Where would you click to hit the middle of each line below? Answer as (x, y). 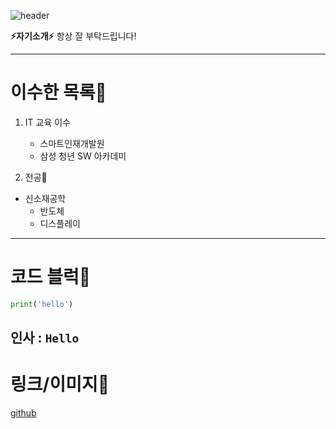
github (23, 413)
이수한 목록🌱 (58, 92)
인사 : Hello (45, 338)
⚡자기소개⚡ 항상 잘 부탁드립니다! (73, 36)
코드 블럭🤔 (51, 277)
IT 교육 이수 (47, 122)
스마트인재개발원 (72, 143)
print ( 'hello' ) (42, 304)
